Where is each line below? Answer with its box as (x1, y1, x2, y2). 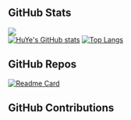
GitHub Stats (8, 6, 72, 20)
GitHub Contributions (8, 101, 115, 115)
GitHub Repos (8, 58, 77, 71)
